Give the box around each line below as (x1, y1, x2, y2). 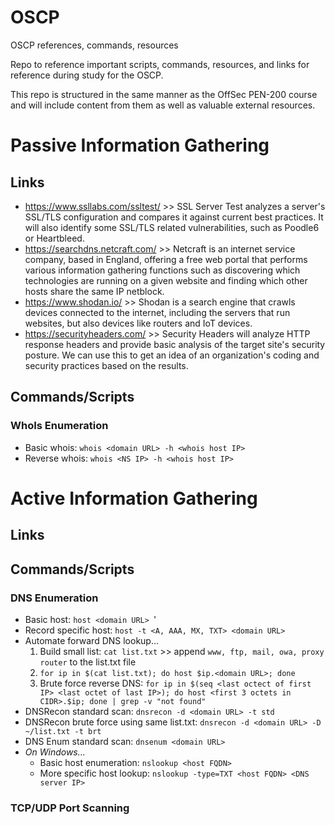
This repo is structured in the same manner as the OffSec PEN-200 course (10, 88, 318, 100)
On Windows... (24, 746, 86, 758)
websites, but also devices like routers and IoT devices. (24, 317, 253, 329)
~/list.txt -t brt (24, 726, 102, 736)
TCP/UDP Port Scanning (10, 801, 130, 815)
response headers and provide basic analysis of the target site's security (24, 338, 326, 350)
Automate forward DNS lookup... (24, 634, 160, 646)
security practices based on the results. (24, 359, 189, 371)
